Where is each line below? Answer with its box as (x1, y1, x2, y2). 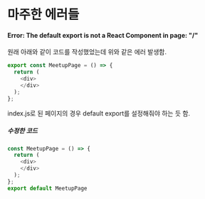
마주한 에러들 (7, 6, 80, 23)
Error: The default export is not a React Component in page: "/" (7, 31, 199, 39)
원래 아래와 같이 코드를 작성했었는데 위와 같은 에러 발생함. (7, 48, 167, 56)
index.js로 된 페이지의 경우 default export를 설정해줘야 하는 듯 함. (7, 108, 191, 118)
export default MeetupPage (7, 185, 88, 192)
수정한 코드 (7, 126, 38, 136)
